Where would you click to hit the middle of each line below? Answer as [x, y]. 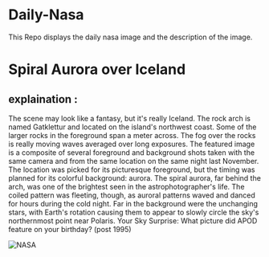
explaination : [43, 99]
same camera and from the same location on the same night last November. [134, 161]
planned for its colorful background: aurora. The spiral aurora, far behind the [134, 177]
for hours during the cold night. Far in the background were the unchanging [133, 203]
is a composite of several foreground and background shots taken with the [132, 152]
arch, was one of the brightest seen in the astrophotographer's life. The [126, 186]
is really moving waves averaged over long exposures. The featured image [132, 144]
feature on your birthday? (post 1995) [70, 229]
